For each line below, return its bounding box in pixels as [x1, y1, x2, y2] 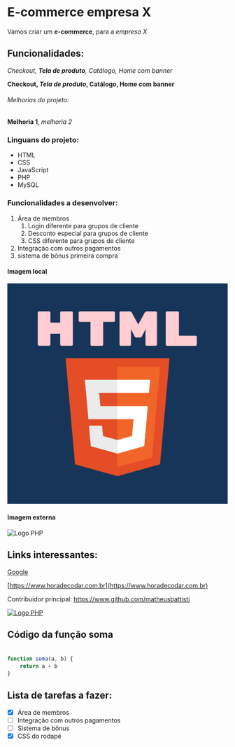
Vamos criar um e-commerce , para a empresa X [7, 27, 148, 36]
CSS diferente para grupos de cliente [27, 236, 135, 245]
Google [7, 568, 29, 576]
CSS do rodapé [17, 732, 62, 741]
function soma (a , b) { [7, 655, 73, 662]
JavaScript [17, 166, 49, 174]
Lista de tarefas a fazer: [7, 690, 113, 701]
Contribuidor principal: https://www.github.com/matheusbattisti [7, 594, 190, 603]
